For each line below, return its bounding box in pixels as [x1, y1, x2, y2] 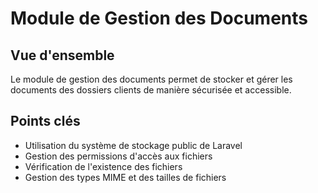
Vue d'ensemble [10, 47, 115, 64]
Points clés [10, 113, 81, 130]
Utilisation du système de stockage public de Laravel [24, 139, 243, 151]
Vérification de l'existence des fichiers [24, 160, 183, 172]
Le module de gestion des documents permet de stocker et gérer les [10, 73, 293, 85]
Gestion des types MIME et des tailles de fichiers [24, 171, 227, 183]
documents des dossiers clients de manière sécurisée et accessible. [10, 84, 292, 96]
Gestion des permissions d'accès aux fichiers [24, 150, 213, 162]
